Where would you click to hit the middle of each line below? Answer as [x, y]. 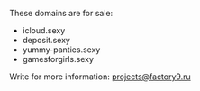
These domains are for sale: [61, 13]
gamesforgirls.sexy [58, 59]
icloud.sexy [44, 30]
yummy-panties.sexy [61, 50]
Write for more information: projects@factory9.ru [100, 77]
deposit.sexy [46, 40]
